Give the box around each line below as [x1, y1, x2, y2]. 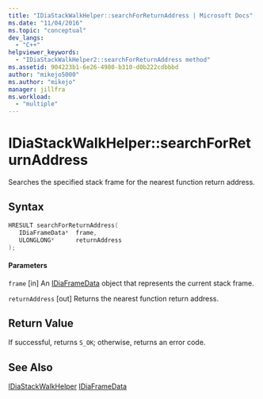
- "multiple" [15, 100, 59, 108]
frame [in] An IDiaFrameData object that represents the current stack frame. [8, 278, 255, 288]
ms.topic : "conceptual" [8, 26, 87, 34]
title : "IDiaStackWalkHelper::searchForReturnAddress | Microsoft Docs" [8, 11, 253, 20]
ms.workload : [8, 93, 51, 101]
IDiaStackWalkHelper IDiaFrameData [8, 382, 128, 391]
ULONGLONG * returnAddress [18, 236, 123, 244]
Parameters [8, 260, 48, 270]
